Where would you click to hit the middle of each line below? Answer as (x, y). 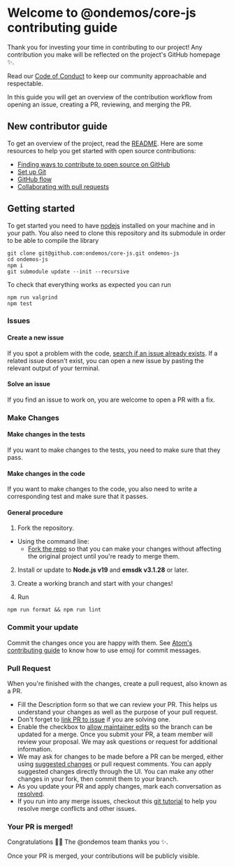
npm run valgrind (32, 297)
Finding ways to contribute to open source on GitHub (94, 164)
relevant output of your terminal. (53, 368)
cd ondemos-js (28, 259)
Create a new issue (36, 338)
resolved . (31, 794)
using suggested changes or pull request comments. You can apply (114, 764)
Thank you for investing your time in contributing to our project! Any (105, 47)
